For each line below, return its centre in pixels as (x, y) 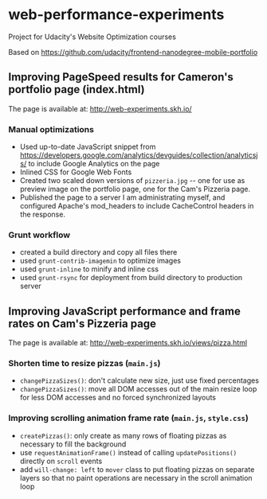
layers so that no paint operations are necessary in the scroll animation (136, 478)
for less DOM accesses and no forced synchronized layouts (118, 398)
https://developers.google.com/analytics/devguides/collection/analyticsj (139, 155)
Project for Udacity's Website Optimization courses (92, 37)
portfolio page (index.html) (77, 90)
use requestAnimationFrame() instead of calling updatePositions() (128, 452)
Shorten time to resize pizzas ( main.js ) (84, 364)
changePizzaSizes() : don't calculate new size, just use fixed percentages (139, 380)
